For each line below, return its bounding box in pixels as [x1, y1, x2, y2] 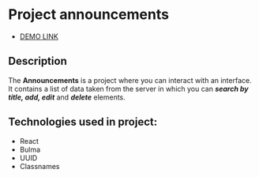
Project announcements [8, 6, 170, 24]
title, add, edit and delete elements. [8, 92, 126, 102]
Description [8, 55, 67, 68]
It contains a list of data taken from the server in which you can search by [8, 84, 249, 93]
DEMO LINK [19, 32, 59, 41]
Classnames [19, 161, 61, 171]
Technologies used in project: [8, 115, 158, 129]
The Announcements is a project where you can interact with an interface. [8, 75, 252, 85]
